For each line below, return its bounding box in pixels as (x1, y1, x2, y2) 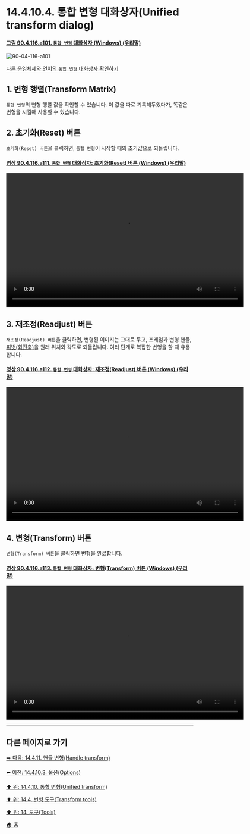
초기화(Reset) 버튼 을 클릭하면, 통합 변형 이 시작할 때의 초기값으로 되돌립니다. (6, 145, 179, 152)
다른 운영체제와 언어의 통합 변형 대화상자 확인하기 (6, 65, 119, 72)
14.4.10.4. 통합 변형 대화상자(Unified (6, 5, 179, 19)
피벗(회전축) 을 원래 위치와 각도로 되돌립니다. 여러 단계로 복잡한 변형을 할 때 (6, 343, 179, 351)
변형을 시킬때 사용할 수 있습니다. (6, 108, 81, 116)
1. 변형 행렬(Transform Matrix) (6, 84, 117, 94)
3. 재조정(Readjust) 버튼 (6, 319, 93, 329)
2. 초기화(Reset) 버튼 (6, 127, 81, 137)
